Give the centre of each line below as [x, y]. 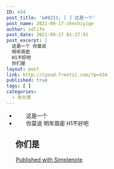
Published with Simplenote [49, 159]
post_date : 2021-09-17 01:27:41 [47, 35]
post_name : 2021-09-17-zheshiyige [50, 23]
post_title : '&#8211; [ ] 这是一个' [51, 18]
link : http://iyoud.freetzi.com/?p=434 [57, 75]
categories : [21, 92]
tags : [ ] [19, 86]
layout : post [23, 69]
